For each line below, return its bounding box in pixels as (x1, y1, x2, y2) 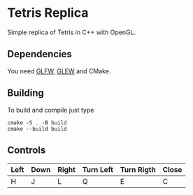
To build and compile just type (7, 106, 94, 114)
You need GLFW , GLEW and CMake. (7, 66, 111, 75)
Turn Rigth (120, 165, 156, 175)
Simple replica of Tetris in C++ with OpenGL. (7, 28, 136, 36)
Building (7, 87, 44, 99)
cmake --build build (7, 125, 68, 132)
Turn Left (82, 165, 114, 175)
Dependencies (7, 48, 72, 60)
